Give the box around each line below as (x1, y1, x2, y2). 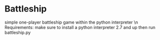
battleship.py (4, 29, 31, 35)
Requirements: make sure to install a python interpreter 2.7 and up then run (4, 24, 156, 30)
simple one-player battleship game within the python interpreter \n (4, 19, 139, 25)
